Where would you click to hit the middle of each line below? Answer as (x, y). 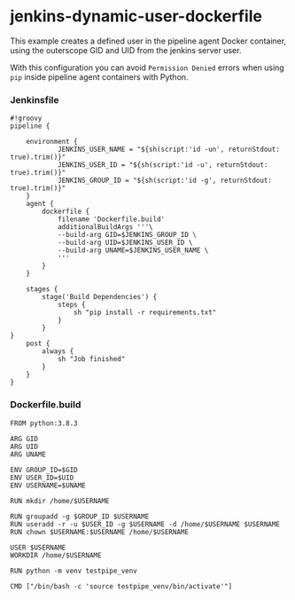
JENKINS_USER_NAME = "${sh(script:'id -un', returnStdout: (168, 150)
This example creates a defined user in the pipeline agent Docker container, (148, 41)
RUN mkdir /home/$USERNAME (60, 501)
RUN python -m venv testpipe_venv (74, 571)
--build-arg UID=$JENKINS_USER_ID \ (125, 243)
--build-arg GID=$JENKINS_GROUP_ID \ (127, 235)
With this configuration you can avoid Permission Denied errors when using (147, 67)
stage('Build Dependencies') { (100, 297)
